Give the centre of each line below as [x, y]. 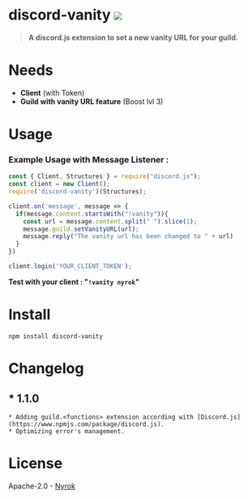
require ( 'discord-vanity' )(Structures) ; [78, 192]
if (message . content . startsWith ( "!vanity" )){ [92, 214]
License [36, 464]
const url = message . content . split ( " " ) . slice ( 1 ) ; [110, 221]
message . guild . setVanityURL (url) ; [81, 229]
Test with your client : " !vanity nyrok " [74, 281]
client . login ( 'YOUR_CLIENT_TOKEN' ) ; [70, 267]
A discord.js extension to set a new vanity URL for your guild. [133, 37]
